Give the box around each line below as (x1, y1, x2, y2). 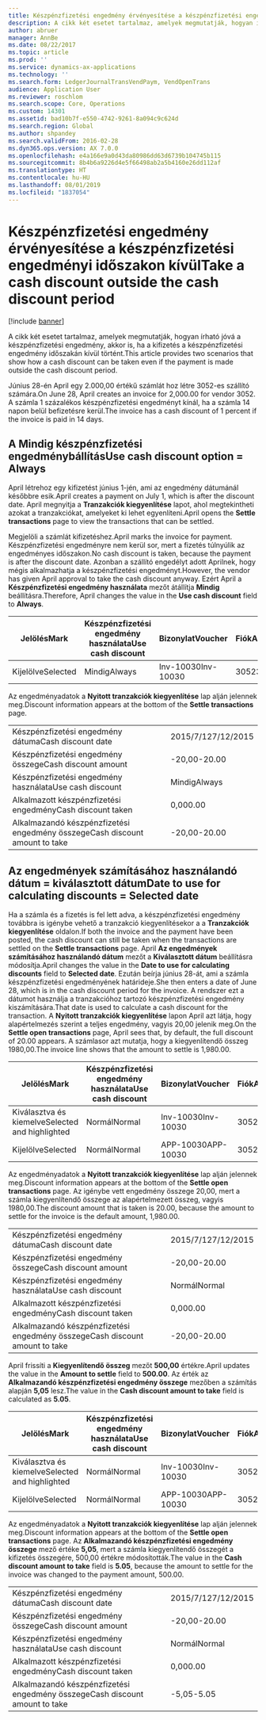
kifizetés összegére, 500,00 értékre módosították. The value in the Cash (8, 1553, 243, 1562)
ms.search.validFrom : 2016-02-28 (8, 136, 119, 145)
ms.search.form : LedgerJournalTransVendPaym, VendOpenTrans (8, 78, 211, 86)
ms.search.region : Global (8, 122, 93, 130)
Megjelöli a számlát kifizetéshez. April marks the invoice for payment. (8, 532, 233, 541)
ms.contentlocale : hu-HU (8, 174, 90, 182)
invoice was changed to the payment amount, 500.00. (8, 1570, 184, 1580)
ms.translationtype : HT (8, 166, 87, 174)
